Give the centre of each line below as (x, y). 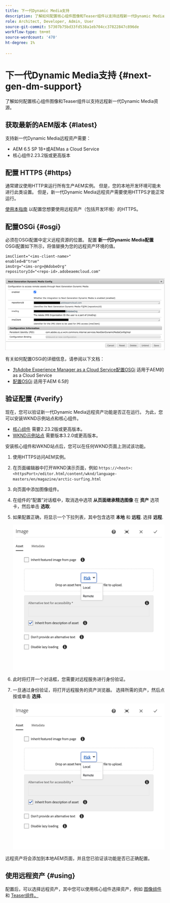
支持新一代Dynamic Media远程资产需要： (48, 138)
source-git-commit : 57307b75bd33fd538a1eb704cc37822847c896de (72, 27)
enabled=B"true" (22, 262)
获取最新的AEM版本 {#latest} (51, 125)
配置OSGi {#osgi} (33, 227)
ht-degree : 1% (20, 43)
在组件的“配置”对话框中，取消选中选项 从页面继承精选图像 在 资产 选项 (86, 500)
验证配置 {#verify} (34, 399)
